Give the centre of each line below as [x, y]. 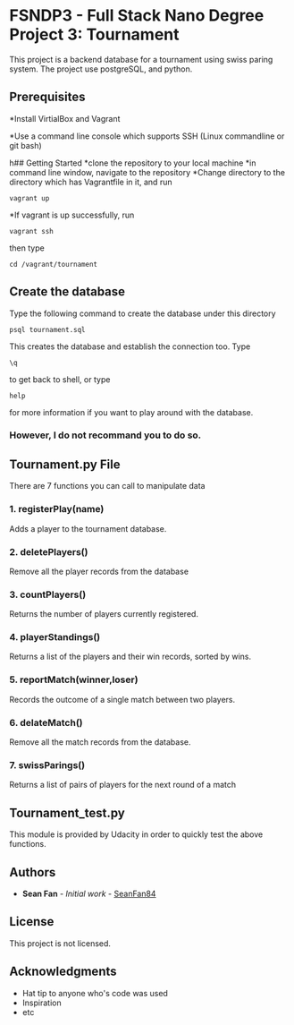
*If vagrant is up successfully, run [72, 215]
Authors [33, 872]
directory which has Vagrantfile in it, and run [91, 182]
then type [27, 248]
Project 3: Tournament [95, 34]
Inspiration [42, 1003]
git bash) [25, 145]
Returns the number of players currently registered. [104, 614]
